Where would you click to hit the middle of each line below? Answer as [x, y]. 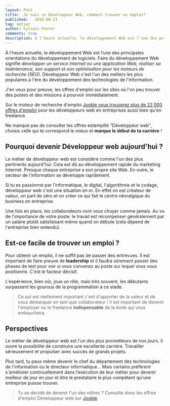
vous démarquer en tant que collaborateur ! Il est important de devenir [91, 302]
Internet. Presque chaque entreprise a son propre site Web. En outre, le [79, 170]
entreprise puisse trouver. [32, 383]
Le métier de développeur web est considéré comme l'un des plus [74, 159]
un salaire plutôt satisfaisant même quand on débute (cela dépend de [78, 222]
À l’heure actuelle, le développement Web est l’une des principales [75, 53]
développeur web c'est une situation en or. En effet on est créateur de [78, 190]
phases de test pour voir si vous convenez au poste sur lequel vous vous [81, 266]
